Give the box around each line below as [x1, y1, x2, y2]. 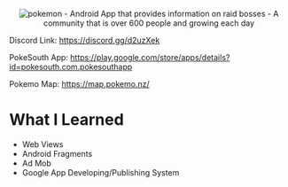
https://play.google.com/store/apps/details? [70, 52, 230, 62]
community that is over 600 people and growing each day [43, 18, 255, 28]
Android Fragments [21, 148, 93, 159]
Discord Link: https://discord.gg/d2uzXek [9, 35, 160, 45]
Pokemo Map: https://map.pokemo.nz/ [9, 79, 150, 89]
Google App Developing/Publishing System [21, 167, 180, 177]
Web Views [21, 138, 64, 150]
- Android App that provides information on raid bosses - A [64, 9, 279, 19]
